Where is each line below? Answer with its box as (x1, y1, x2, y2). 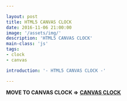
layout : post (6, 13, 38, 19)
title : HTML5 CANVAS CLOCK (6, 19, 72, 25)
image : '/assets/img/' (6, 30, 61, 36)
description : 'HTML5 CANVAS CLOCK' (6, 36, 93, 41)
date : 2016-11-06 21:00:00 (6, 25, 72, 30)
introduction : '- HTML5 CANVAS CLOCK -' (6, 68, 107, 74)
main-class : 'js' (6, 41, 49, 47)
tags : (6, 46, 19, 53)
